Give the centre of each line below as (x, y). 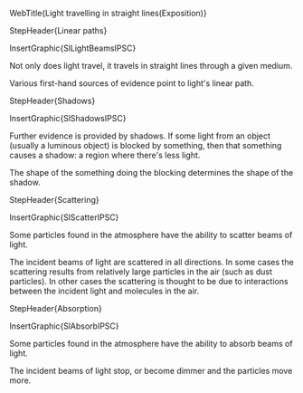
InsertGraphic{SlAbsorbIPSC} (64, 326)
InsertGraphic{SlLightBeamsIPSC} (73, 48)
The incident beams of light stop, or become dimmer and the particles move (151, 371)
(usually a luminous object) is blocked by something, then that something (146, 145)
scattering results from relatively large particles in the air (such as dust (141, 272)
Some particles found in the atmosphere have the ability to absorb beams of (151, 344)
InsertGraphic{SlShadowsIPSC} (68, 118)
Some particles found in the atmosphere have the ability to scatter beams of (151, 235)
